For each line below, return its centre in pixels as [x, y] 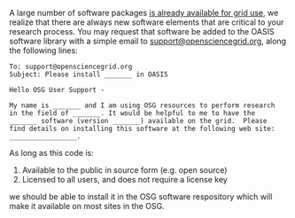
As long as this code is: [52, 153]
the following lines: [43, 51]
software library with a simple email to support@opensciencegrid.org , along [147, 41]
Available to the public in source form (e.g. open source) [124, 170]
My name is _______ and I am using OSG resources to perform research [142, 105]
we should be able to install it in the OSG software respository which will [141, 197]
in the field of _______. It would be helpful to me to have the [132, 113]
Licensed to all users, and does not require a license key [124, 179]
